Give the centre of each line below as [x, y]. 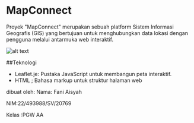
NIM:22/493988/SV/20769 [39, 103]
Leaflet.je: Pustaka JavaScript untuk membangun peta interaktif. [93, 74]
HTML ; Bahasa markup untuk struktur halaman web [78, 80]
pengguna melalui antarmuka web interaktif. [60, 39]
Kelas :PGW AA [25, 115]
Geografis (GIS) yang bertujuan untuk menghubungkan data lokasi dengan [97, 33]
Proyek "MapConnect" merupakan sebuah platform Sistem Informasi [90, 27]
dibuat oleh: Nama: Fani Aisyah [44, 92]
